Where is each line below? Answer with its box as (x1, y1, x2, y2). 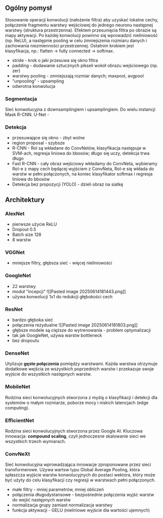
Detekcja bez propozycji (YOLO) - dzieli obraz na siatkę (12, 181, 123, 187)
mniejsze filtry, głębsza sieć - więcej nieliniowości (12, 260, 112, 266)
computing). (5, 404, 30, 411)
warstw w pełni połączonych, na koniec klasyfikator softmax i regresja (12, 171, 153, 177)
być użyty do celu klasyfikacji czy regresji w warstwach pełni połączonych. (5, 477, 156, 483)
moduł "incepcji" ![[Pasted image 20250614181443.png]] (12, 288, 126, 294)
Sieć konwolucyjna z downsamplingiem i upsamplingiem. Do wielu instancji (5, 107, 156, 113)
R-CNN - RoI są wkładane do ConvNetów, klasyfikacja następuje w (12, 145, 146, 151)
